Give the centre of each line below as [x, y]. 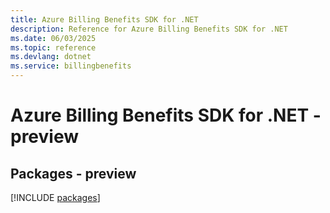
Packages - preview [73, 173]
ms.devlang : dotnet [51, 57]
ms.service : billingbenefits [71, 66]
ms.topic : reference [53, 47]
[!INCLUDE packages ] [55, 197]
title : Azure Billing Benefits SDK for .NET [104, 19]
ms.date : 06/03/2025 [53, 38]
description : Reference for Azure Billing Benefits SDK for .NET [149, 29]
